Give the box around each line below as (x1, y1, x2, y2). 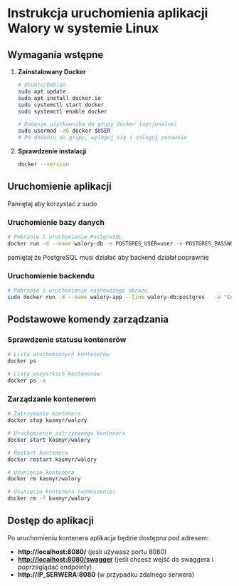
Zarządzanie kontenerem (7, 394, 97, 404)
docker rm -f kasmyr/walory (7, 495, 91, 502)
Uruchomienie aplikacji (7, 181, 112, 193)
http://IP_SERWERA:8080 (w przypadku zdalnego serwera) (17, 570, 195, 579)
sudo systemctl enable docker (17, 108, 108, 115)
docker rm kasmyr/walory (7, 475, 81, 483)
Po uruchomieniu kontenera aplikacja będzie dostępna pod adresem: (7, 533, 209, 542)
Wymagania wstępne (7, 49, 104, 61)
